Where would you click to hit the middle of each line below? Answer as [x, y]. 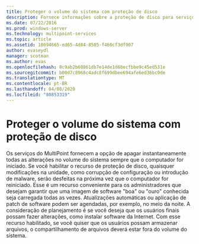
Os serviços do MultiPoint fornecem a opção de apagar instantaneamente [96, 153]
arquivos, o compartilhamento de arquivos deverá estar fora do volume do [97, 229]
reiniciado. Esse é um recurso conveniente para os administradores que [94, 184]
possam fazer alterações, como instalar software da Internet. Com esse [93, 216]
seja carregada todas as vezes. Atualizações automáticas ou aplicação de [96, 198]
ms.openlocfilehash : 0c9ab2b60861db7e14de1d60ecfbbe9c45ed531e [86, 67]
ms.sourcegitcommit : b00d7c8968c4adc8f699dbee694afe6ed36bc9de [86, 73]
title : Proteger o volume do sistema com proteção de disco [82, 12]
